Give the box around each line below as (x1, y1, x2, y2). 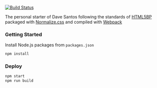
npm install (5, 51, 29, 57)
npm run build (5, 78, 34, 83)
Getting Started (5, 31, 42, 38)
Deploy (5, 63, 22, 70)
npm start (5, 74, 25, 79)
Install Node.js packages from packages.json (5, 42, 94, 48)
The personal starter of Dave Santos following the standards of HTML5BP (5, 14, 152, 19)
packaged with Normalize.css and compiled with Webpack (5, 19, 122, 25)
